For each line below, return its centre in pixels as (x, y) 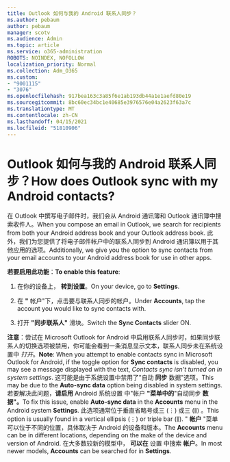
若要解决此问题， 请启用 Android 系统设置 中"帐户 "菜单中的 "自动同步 (104, 394)
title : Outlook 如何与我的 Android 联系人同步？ (72, 13)
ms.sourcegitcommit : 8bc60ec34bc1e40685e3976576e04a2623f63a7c (99, 103)
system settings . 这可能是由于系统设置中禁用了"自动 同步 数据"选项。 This (111, 378)
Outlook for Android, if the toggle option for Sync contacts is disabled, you (113, 362)
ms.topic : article (33, 45)
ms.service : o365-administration (55, 52)
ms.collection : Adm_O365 (42, 70)
